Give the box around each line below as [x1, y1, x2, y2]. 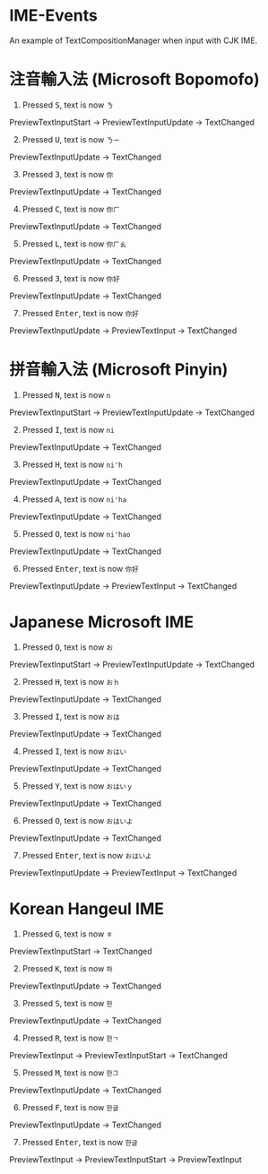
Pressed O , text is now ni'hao [22, 528, 132, 539]
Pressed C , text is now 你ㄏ [22, 203, 120, 214]
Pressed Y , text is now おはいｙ [22, 781, 134, 791]
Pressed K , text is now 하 [22, 963, 114, 973]
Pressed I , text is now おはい [22, 746, 127, 756]
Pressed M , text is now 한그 [22, 1067, 119, 1078]
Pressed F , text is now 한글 [22, 1101, 119, 1112]
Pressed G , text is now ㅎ [22, 928, 114, 939]
